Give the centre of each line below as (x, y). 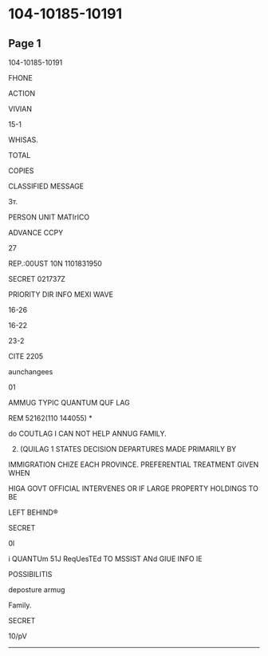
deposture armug (37, 590)
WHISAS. (23, 140)
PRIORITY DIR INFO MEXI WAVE (61, 294)
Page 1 (25, 43)
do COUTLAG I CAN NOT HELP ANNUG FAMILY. (88, 433)
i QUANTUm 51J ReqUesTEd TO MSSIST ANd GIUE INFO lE (105, 559)
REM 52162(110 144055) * (51, 418)
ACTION (22, 93)
